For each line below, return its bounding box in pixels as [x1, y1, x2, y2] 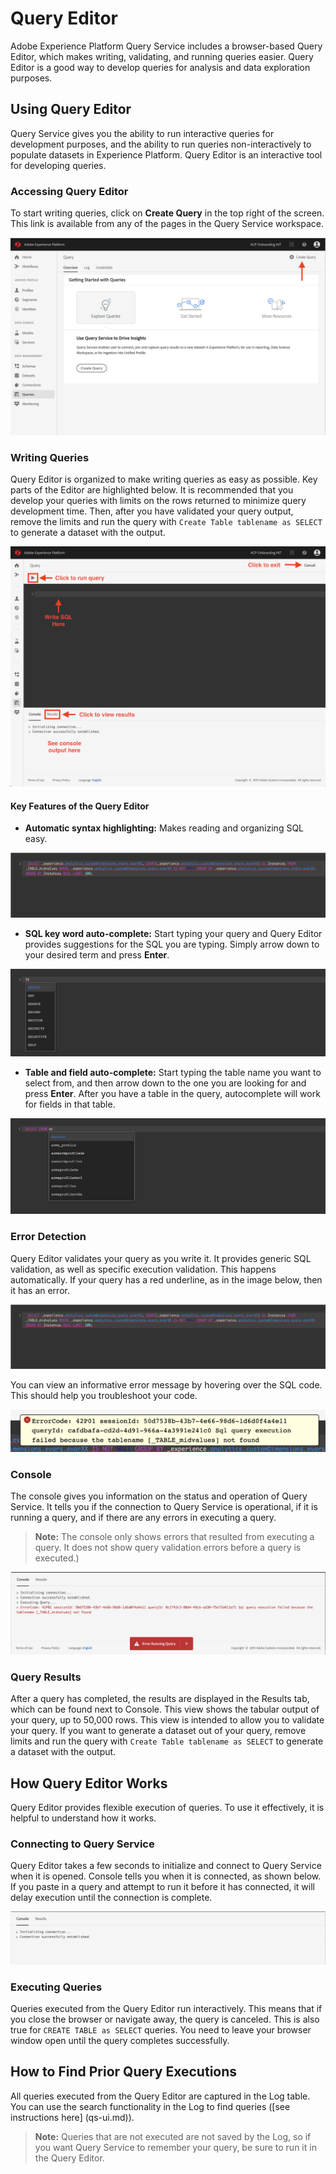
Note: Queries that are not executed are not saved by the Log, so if [34, 2130, 312, 2142]
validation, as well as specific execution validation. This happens [10, 1263, 277, 1275]
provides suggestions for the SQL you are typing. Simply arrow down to [24, 938, 320, 951]
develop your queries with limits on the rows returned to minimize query [10, 495, 307, 507]
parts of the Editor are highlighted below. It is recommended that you [10, 484, 294, 496]
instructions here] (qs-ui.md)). [10, 2111, 135, 2123]
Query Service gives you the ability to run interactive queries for [10, 127, 275, 139]
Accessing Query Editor [10, 184, 129, 198]
